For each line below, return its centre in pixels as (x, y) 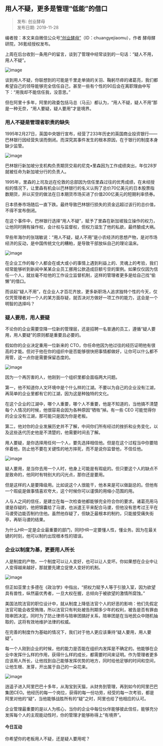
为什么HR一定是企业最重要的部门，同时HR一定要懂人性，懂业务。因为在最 (79, 530)
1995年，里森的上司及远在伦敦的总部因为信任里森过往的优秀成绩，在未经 (78, 182)
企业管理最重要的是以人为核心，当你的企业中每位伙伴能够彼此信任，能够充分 (81, 709)
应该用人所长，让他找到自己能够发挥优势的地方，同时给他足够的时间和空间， (81, 661)
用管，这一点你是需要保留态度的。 (39, 357)
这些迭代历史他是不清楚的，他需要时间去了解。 (56, 432)
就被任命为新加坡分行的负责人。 (37, 172)
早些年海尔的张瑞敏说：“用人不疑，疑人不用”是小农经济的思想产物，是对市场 (81, 237)
